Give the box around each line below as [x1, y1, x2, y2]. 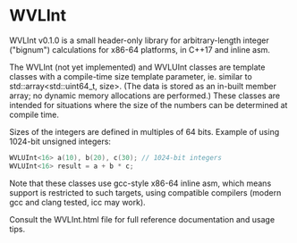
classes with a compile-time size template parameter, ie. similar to [9, 71, 252, 81]
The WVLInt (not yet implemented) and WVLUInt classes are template [9, 62, 266, 72]
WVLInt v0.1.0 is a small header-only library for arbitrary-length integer [9, 35, 270, 46]
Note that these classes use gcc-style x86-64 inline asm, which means [9, 178, 272, 189]
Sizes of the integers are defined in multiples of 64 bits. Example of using [9, 126, 280, 137]
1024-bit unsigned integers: [9, 136, 112, 147]
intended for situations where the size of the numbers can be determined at [9, 99, 288, 110]
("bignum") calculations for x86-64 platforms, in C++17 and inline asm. [9, 44, 271, 54]
